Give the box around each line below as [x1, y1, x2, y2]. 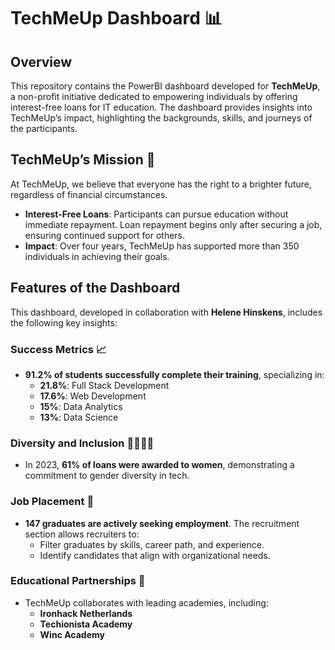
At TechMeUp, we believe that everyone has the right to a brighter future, [10, 178, 312, 190]
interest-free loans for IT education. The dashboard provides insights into [10, 101, 313, 113]
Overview [10, 53, 73, 70]
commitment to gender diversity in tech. [24, 470, 190, 482]
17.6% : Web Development [39, 390, 147, 402]
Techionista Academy [39, 618, 133, 630]
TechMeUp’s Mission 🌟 [10, 151, 156, 169]
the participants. [10, 123, 78, 134]
